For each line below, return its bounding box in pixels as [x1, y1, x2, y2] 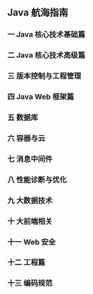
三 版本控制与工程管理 [7, 71, 82, 81]
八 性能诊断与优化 [7, 175, 67, 184]
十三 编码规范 [7, 278, 53, 288]
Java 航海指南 [7, 6, 68, 19]
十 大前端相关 [7, 216, 53, 226]
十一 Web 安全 [7, 237, 56, 247]
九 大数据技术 [7, 195, 53, 205]
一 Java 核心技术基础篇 [7, 30, 86, 40]
